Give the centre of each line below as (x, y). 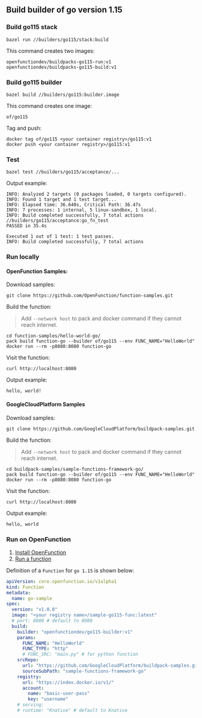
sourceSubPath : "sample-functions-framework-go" (84, 671)
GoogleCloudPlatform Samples (46, 404)
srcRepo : (28, 660)
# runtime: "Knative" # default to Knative (72, 711)
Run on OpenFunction (38, 539)
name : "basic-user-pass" (59, 694)
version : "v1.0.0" (35, 609)
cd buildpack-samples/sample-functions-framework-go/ (75, 469)
